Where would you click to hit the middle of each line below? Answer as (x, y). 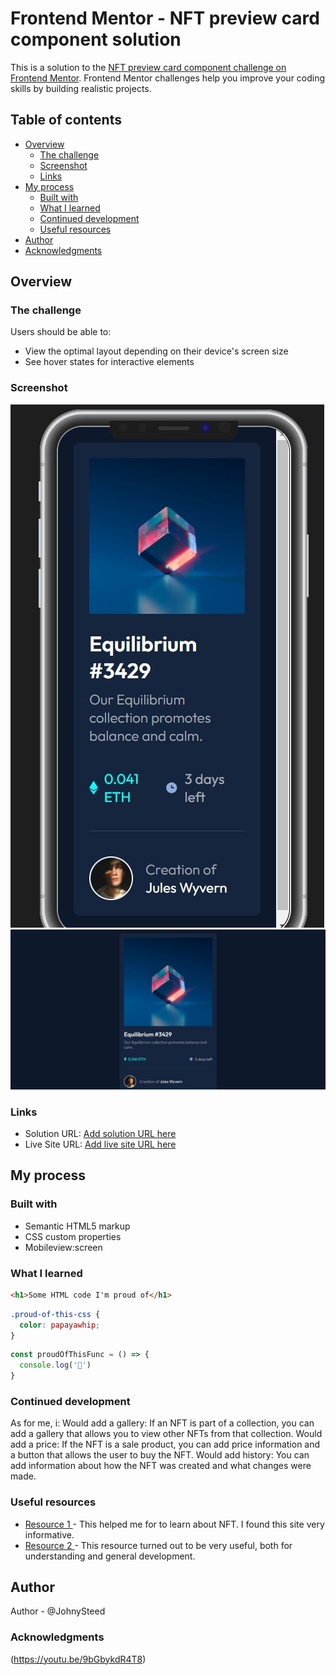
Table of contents (66, 120)
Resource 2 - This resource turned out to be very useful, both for (158, 1545)
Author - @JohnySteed (58, 1611)
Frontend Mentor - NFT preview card (165, 18)
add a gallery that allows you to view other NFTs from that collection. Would (166, 1434)
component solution (96, 39)
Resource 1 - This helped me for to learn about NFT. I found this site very (174, 1524)
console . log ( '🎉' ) (55, 1365)
